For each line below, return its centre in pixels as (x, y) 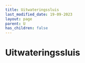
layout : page (19, 19)
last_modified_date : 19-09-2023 (39, 14)
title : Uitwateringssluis (32, 10)
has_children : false (27, 28)
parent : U (15, 24)
